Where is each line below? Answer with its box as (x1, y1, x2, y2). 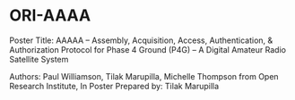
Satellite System (9, 54, 69, 64)
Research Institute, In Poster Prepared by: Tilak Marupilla (9, 80, 220, 91)
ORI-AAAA (9, 5, 91, 26)
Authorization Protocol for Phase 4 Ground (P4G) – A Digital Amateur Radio (9, 44, 287, 54)
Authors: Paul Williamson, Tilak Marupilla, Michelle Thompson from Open (9, 71, 280, 81)
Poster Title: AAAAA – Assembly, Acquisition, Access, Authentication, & (9, 35, 273, 46)
